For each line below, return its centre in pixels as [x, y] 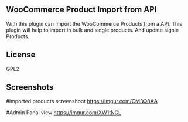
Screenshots [30, 87]
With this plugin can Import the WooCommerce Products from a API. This [94, 23]
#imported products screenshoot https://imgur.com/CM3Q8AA [82, 101]
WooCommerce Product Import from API [81, 10]
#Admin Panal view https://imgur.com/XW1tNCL [64, 113]
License [21, 55]
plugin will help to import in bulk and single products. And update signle [93, 30]
